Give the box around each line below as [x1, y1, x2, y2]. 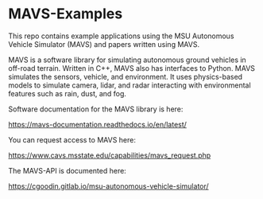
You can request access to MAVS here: [8, 135, 137, 144]
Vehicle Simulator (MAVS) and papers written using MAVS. [8, 39, 200, 49]
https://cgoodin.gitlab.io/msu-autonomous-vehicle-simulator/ [8, 181, 209, 191]
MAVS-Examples [8, 5, 123, 23]
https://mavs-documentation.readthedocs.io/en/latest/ [8, 119, 187, 129]
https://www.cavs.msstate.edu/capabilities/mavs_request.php [8, 150, 211, 160]
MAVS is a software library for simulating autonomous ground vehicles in [8, 55, 246, 64]
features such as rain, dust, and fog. [8, 88, 127, 98]
